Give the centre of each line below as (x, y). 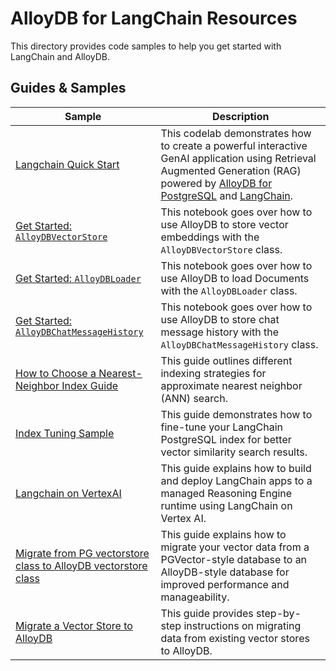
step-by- (279, 613)
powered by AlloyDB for (216, 183)
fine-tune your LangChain (221, 427)
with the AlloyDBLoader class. (229, 290)
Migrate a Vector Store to (74, 625)
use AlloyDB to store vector (224, 224)
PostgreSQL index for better (226, 439)
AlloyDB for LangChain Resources (154, 18)
